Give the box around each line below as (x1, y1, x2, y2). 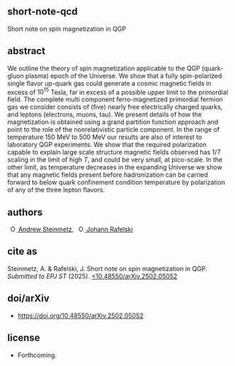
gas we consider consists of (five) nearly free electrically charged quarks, (7, 103, 223, 111)
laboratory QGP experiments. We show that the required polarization (7, 140, 207, 149)
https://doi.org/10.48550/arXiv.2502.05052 (17, 311, 144, 320)
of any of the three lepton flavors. (7, 186, 105, 194)
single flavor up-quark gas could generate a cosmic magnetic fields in (7, 79, 212, 87)
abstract (7, 45, 46, 57)
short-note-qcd (7, 6, 78, 18)
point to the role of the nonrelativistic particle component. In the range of (7, 126, 220, 134)
